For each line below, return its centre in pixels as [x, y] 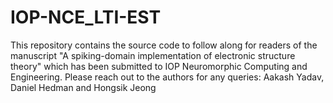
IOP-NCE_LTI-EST [86, 17]
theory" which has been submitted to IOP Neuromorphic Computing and [159, 66]
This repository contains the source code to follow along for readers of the [164, 45]
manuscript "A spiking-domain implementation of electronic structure [153, 55]
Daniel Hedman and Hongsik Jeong [83, 87]
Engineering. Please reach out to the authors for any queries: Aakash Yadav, [167, 77]
